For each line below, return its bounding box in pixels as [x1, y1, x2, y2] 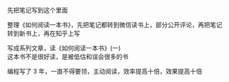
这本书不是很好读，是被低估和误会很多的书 [7, 52, 129, 61]
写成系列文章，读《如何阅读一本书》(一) [7, 44, 121, 52]
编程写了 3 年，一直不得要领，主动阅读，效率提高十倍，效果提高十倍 [7, 68, 203, 75]
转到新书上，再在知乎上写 [7, 30, 80, 37]
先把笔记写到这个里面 [7, 6, 68, 14]
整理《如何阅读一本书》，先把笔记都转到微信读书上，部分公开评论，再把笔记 [7, 21, 223, 29]
